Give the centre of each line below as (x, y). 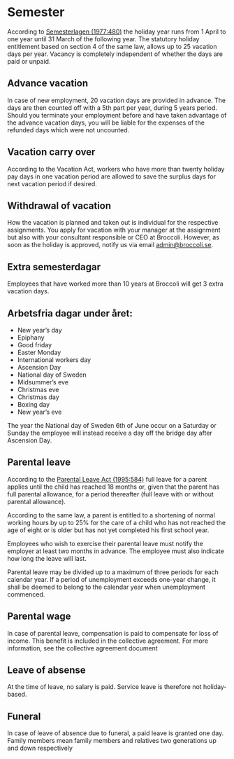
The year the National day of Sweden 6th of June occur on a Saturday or (112, 425)
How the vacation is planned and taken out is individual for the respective (113, 223)
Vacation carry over (51, 152)
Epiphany (31, 337)
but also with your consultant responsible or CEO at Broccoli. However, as (114, 237)
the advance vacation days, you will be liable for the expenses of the (106, 123)
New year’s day (39, 330)
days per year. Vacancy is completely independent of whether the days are (115, 54)
